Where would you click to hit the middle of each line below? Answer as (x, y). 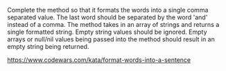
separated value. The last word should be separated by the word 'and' (107, 17)
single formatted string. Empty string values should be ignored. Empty (107, 32)
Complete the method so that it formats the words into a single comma (108, 10)
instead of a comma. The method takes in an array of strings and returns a (113, 24)
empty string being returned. (48, 47)
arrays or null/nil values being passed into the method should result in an (111, 39)
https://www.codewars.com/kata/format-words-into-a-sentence (99, 60)
